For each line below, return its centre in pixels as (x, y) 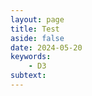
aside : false (37, 38)
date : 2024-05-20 (46, 47)
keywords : (31, 57)
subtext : (28, 76)
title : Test (35, 29)
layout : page (37, 19)
